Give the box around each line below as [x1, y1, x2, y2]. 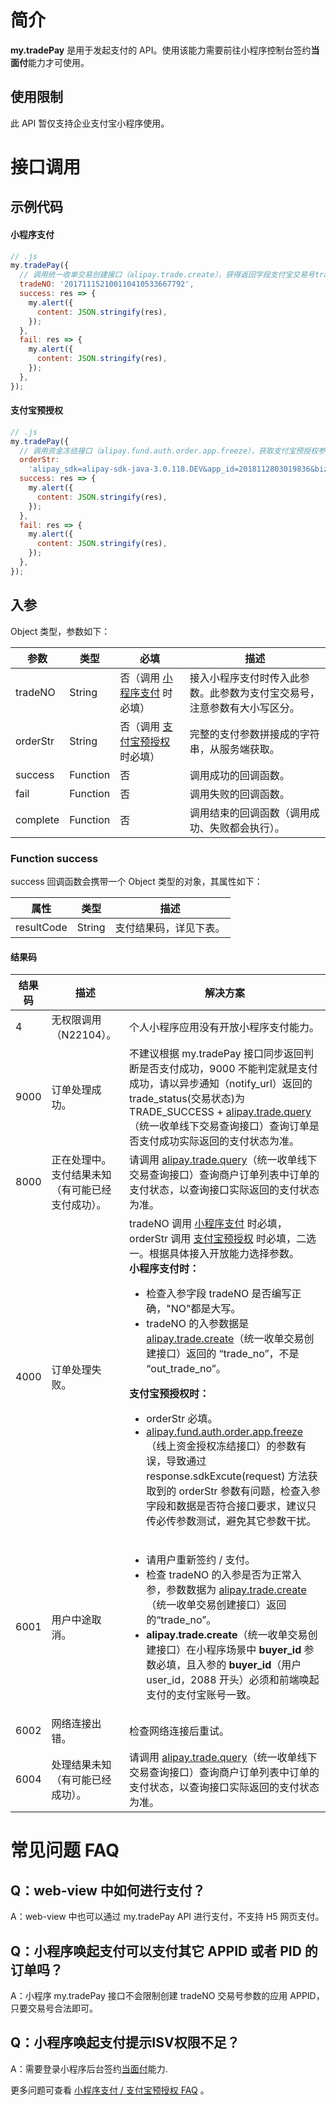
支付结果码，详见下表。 [114, 921, 226, 935]
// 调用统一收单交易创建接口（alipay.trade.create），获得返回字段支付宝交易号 [19, 270, 315, 280]
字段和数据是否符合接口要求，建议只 [146, 1499, 317, 1513]
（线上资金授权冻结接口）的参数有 [146, 1439, 307, 1453]
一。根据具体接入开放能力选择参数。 [129, 1247, 300, 1261]
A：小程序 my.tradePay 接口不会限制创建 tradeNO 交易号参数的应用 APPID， [10, 1989, 325, 2001]
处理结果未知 [51, 1758, 112, 1772]
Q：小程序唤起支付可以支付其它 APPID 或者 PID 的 [10, 1942, 318, 1960]
